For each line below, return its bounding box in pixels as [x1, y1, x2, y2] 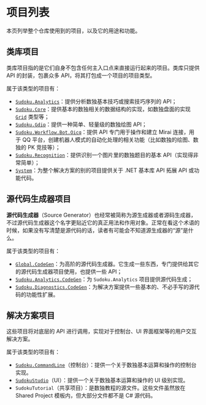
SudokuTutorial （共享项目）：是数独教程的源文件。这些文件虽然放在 [15, 384, 186, 392]
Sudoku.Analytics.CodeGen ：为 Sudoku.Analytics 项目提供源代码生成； [15, 275, 193, 283]
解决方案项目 [6, 310, 55, 321]
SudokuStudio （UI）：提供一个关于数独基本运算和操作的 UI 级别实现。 [15, 377, 189, 384]
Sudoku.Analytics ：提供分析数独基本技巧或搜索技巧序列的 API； [15, 97, 177, 105]
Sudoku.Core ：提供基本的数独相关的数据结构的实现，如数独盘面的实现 [15, 105, 191, 113]
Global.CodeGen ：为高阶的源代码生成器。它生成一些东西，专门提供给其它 [15, 260, 199, 267]
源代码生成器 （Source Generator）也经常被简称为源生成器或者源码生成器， [6, 211, 197, 218]
